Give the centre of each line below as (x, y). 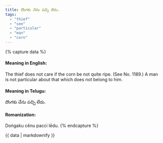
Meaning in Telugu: (26, 91)
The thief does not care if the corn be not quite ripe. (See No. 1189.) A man (82, 74)
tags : (11, 14)
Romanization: (21, 115)
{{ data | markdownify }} (30, 136)
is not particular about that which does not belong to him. (64, 80)
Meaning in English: (26, 63)
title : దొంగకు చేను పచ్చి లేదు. (33, 10)
